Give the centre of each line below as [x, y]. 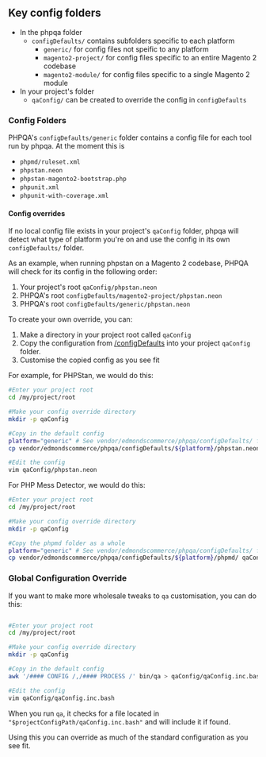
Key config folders [55, 13]
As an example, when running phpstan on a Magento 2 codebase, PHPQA [129, 263]
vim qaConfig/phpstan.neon [53, 470]
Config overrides [37, 213]
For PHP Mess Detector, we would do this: [77, 485]
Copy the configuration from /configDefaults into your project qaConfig [135, 343]
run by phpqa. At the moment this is [66, 146]
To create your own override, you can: [70, 319]
